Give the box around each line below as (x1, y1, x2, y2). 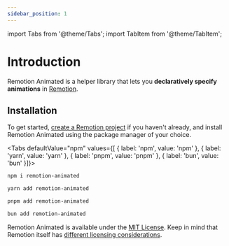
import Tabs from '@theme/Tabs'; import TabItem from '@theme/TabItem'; (7, 29, 223, 38)
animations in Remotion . (7, 85, 78, 93)
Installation (7, 104, 57, 116)
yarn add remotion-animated (7, 185, 90, 192)
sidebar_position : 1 (7, 10, 68, 17)
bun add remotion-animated (7, 210, 86, 217)
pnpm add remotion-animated (7, 198, 90, 205)
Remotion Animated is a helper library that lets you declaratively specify (7, 77, 217, 85)
